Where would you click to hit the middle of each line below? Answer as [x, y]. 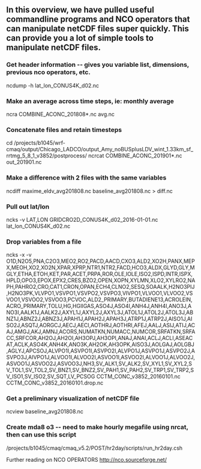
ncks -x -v [19, 255]
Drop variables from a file [44, 242]
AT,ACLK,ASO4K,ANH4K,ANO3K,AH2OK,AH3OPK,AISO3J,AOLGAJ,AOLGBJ [100, 345]
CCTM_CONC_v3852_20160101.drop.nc [55, 383]
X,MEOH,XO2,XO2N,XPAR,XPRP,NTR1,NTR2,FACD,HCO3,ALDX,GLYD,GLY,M [100, 268]
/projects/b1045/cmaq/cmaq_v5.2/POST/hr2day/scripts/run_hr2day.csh [94, 448]
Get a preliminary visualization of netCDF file [73, 398]
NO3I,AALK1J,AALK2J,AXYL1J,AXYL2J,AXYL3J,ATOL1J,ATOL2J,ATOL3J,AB [100, 312]
